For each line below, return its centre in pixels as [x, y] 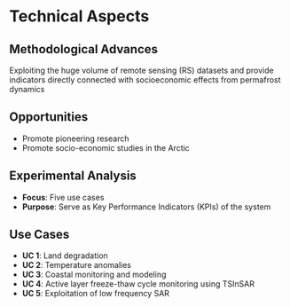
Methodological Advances [83, 49]
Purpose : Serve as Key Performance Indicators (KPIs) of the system [146, 207]
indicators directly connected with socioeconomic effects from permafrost [145, 80]
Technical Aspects [79, 16]
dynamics [27, 89]
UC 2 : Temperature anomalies [76, 265]
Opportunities [49, 117]
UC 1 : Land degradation [65, 256]
